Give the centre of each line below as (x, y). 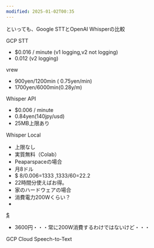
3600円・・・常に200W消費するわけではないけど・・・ (82, 227)
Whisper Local (23, 135)
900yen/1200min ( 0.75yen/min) (53, 81)
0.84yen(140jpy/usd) (40, 116)
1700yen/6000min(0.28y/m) (48, 87)
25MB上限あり (32, 123)
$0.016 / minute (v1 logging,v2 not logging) (66, 52)
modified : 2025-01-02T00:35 (40, 11)
